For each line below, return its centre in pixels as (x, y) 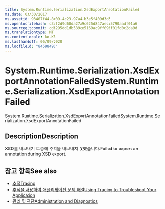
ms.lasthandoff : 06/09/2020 (34, 42)
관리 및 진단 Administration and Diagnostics (55, 201)
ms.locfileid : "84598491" (31, 46)
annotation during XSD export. (36, 154)
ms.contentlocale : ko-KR (30, 37)
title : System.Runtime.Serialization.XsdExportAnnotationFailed (72, 10)
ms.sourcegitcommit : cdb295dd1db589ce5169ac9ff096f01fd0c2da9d (71, 28)
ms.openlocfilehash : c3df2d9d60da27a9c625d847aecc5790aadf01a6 (71, 23)
